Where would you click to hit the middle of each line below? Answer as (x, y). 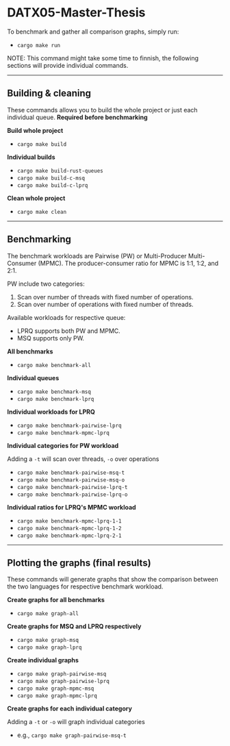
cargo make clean (42, 212)
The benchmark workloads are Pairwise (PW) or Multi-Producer (97, 256)
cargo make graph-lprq (49, 648)
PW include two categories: (46, 284)
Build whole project (35, 130)
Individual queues (33, 377)
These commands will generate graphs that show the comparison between (113, 580)
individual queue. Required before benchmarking (78, 117)
